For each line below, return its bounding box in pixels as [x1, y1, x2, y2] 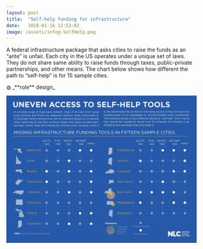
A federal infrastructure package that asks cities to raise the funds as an [6, 46, 186, 54]
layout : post [6, 10, 39, 16]
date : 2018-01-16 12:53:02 [6, 22, 80, 28]
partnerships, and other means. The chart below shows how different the [6, 65, 188, 73]
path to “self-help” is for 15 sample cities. [6, 72, 109, 79]
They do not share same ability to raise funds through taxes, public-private [6, 59, 193, 66]
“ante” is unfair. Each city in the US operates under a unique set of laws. [6, 53, 186, 60]
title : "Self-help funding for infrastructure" [6, 16, 131, 22]
